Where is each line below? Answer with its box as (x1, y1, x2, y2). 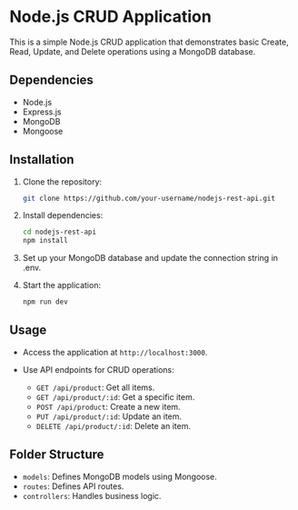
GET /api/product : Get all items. (35, 382, 155, 393)
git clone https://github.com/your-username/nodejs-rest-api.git (22, 194, 275, 203)
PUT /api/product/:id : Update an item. (35, 411, 183, 422)
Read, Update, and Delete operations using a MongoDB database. (9, 45, 256, 56)
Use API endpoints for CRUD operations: (22, 364, 174, 375)
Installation (9, 152, 74, 167)
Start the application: (22, 280, 102, 291)
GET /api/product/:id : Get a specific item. (35, 391, 195, 402)
